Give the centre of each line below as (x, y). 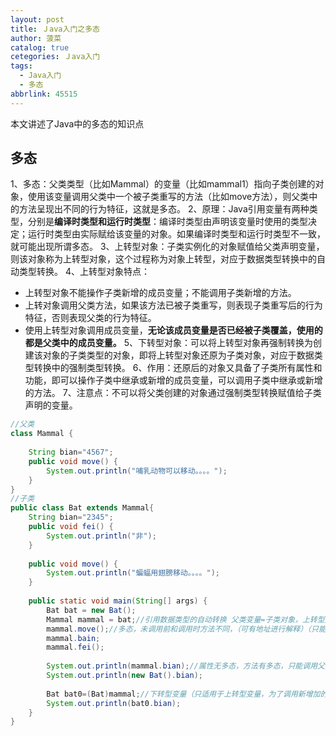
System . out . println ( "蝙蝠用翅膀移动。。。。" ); (133, 573)
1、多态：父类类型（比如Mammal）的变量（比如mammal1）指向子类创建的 (163, 184)
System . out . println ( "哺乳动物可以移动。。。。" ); (137, 471)
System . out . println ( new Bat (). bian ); (124, 676)
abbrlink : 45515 (44, 94)
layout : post (37, 19)
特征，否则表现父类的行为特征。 (90, 318)
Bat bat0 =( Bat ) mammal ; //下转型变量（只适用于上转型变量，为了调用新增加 (183, 694)
